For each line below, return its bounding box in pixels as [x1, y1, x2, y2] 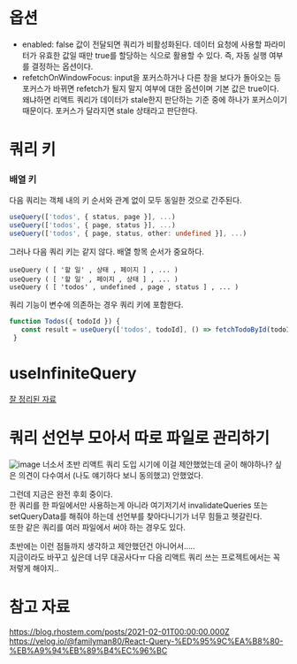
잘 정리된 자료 [9, 393, 57, 404]
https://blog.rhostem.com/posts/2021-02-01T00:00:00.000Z [9, 627, 230, 637]
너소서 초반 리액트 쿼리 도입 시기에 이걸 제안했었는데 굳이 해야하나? [42, 459, 273, 469]
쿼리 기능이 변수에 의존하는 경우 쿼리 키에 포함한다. [9, 300, 184, 310]
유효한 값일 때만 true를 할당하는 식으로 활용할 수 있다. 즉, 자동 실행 [38, 50, 268, 60]
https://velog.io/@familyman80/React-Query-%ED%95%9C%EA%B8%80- [9, 636, 284, 646]
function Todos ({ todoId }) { [9, 317, 121, 326]
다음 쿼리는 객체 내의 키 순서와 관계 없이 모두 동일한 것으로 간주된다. [9, 195, 242, 206]
